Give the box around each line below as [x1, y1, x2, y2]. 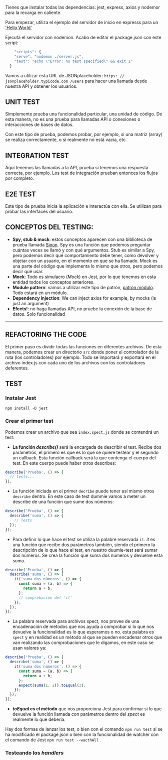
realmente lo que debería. [12, 716, 66, 722]
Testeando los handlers [5, 749, 64, 756]
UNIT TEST [5, 97, 40, 106]
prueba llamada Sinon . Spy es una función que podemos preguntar [12, 241, 151, 247]
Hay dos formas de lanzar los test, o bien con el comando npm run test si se [5, 726, 163, 732]
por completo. [5, 175, 34, 181]
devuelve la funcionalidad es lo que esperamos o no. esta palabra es [12, 629, 154, 635]
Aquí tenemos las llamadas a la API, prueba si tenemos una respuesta [5, 165, 148, 171]
